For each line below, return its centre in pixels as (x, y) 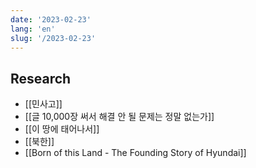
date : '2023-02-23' (51, 19)
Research (41, 78)
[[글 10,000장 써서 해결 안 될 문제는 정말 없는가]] (119, 117)
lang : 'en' (33, 29)
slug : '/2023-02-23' (53, 38)
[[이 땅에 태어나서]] (62, 129)
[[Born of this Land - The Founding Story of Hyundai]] (135, 153)
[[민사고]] (43, 104)
